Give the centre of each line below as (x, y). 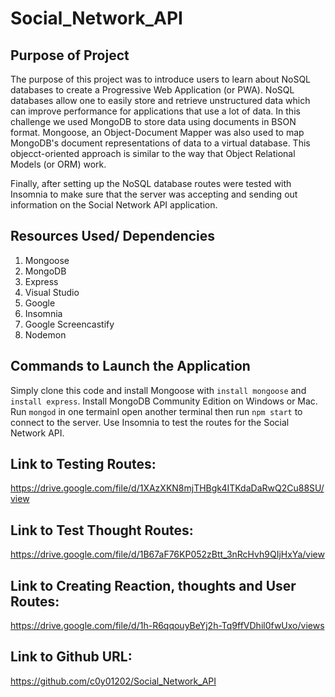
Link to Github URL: (71, 657)
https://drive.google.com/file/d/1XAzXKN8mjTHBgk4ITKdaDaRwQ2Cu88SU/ (167, 488)
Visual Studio (52, 292)
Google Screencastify (69, 324)
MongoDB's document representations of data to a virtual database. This (160, 143)
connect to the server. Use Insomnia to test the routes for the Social (150, 422)
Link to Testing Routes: (83, 464)
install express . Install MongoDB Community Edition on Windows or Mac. (164, 401)
